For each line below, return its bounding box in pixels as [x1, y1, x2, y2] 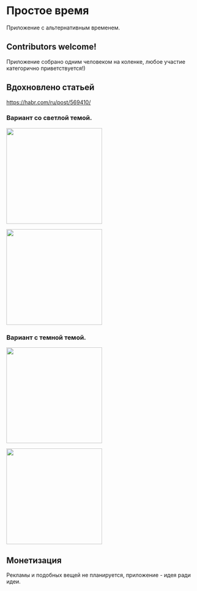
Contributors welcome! [6, 42, 97, 52]
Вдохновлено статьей [6, 82, 95, 92]
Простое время [6, 4, 89, 18]
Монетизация [6, 555, 62, 565]
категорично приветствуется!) [6, 64, 86, 72]
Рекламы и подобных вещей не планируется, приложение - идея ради [6, 571, 191, 579]
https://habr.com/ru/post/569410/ [6, 99, 91, 106]
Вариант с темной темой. [6, 333, 87, 342]
